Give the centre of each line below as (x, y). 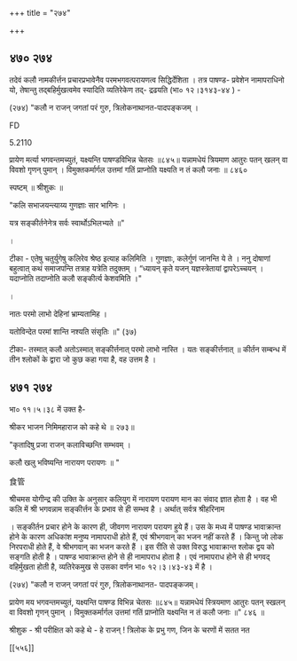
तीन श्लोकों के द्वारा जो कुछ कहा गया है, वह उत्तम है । (83, 359)
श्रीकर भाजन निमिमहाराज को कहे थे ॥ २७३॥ (72, 427)
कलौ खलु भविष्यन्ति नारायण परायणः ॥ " (64, 462)
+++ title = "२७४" (40, 13)
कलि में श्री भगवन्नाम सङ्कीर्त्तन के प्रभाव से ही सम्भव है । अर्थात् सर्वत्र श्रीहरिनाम (117, 508)
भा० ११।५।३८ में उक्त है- (47, 409)
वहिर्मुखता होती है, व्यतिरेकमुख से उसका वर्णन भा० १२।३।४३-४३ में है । (111, 566)
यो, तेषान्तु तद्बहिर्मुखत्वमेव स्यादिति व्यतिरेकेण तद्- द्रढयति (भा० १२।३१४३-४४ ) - (125, 90)
